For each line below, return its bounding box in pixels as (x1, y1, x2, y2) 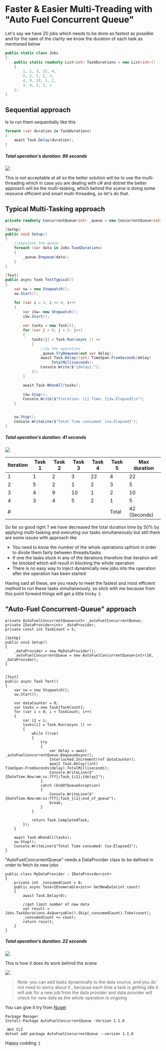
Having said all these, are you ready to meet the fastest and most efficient (5, 580, 156, 586)
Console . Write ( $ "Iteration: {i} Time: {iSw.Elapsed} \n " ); (23, 396, 145, 402)
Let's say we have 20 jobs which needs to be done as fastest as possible (5, 30, 154, 36)
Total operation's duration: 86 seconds (5, 153, 87, 159)
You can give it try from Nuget (5, 1004, 67, 1010)
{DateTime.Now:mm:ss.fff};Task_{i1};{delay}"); (5, 774, 105, 779)
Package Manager (5, 1014, 39, 1019)
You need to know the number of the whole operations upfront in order (12, 544, 157, 550)
